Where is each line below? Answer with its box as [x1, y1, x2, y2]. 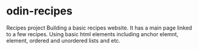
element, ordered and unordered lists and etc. [6, 37, 121, 44]
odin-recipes [6, 4, 73, 18]
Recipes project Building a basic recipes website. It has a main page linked [6, 24, 193, 31]
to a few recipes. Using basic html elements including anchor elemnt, [6, 30, 179, 37]
